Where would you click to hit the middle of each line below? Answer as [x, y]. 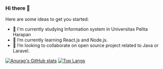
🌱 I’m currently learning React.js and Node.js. [60, 40]
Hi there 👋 [18, 8]
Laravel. [21, 51]
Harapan [22, 35]
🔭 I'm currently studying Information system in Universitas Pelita [80, 29]
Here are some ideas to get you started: [47, 19]
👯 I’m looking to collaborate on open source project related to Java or [86, 45]
